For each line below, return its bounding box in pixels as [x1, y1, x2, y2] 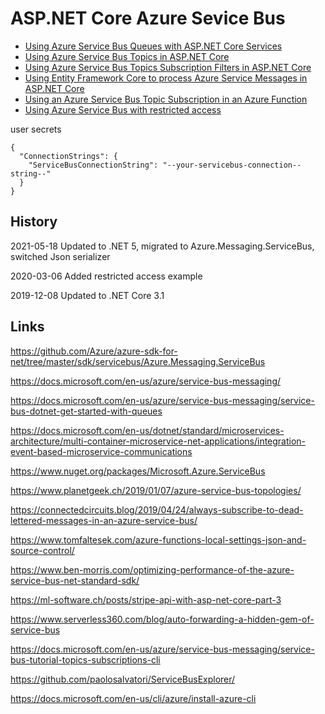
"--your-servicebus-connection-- [162, 160, 302, 170]
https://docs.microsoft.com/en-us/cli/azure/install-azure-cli [10, 692, 257, 704]
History [10, 213, 58, 231]
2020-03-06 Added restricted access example [10, 270, 203, 282]
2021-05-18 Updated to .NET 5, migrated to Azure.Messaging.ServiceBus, [10, 240, 315, 252]
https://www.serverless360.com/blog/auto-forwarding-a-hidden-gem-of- [10, 613, 315, 625]
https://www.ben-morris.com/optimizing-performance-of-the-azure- [10, 563, 295, 576]
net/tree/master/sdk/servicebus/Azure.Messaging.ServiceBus [10, 355, 266, 367]
